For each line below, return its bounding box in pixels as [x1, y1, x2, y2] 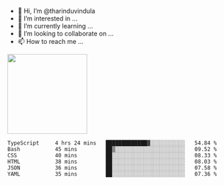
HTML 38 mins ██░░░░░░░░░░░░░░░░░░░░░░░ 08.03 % [7, 158, 218, 165]
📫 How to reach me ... [17, 38, 84, 45]
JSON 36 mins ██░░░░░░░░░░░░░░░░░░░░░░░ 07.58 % [7, 164, 218, 172]
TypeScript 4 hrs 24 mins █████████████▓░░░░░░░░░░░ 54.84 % [7, 140, 218, 147]
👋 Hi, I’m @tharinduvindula [17, 7, 96, 15]
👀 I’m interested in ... [17, 14, 78, 23]
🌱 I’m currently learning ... [17, 22, 94, 30]
